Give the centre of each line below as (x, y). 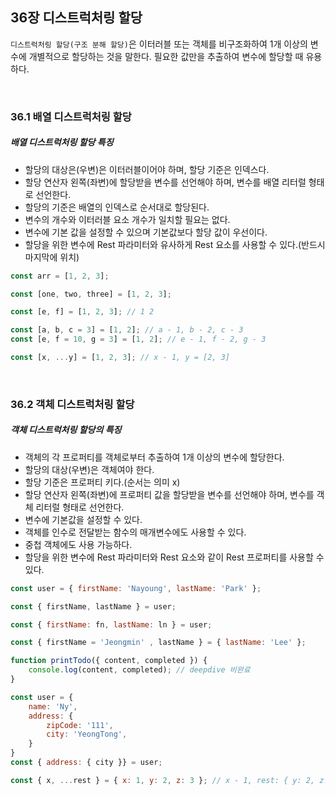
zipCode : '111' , (80, 725)
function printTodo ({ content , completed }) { (109, 661)
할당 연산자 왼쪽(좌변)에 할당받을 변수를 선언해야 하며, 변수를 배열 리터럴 (165, 182)
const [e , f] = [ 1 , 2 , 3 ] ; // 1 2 (82, 312)
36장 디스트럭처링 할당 (76, 18)
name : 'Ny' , (53, 706)
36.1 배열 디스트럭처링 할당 (71, 116)
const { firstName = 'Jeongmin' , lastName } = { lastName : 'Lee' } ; (158, 643)
